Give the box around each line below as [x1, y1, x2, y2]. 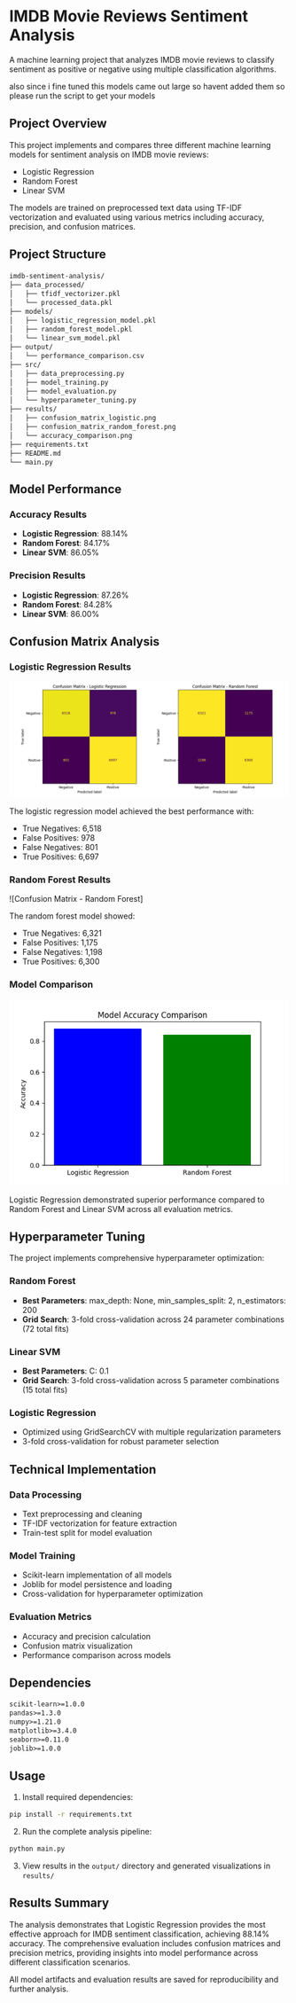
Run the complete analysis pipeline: [21, 1827, 152, 1836]
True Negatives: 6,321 [21, 928, 102, 939]
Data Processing [9, 1488, 82, 1500]
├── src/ [9, 360, 42, 369]
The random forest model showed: [9, 911, 136, 921]
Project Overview [9, 116, 107, 131]
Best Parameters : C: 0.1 [21, 1365, 109, 1376]
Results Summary [9, 1896, 110, 1911]
